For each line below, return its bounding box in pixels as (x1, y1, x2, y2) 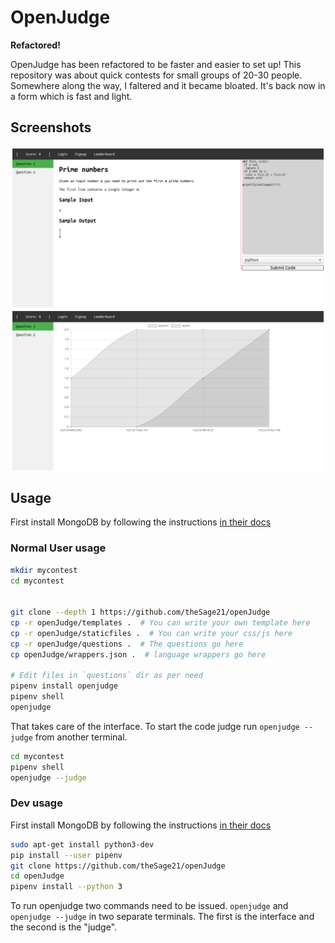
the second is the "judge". (10, 921, 118, 933)
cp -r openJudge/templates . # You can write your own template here (10, 618, 311, 628)
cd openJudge (10, 871, 65, 881)
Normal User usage (10, 541, 107, 555)
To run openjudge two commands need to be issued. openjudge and (10, 900, 289, 912)
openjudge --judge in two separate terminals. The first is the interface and (10, 911, 315, 923)
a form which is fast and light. (10, 90, 133, 102)
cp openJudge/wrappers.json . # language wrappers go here (10, 649, 267, 660)
